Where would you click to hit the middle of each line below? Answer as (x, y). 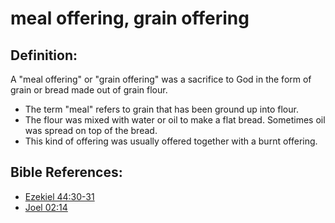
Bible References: (66, 172)
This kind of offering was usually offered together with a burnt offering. (171, 141)
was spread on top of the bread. (91, 130)
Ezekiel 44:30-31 (59, 196)
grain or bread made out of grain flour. (89, 90)
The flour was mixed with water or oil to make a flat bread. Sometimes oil (175, 120)
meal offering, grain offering (130, 18)
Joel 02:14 (46, 207)
